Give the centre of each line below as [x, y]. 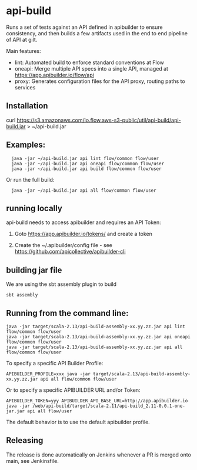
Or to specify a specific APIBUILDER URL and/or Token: [73, 390]
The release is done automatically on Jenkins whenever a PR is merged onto [98, 455]
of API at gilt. [22, 39]
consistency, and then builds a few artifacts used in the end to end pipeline [97, 33]
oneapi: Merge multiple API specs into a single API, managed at [91, 68]
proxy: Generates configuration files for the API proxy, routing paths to [100, 81]
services [25, 87]
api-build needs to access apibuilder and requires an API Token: [84, 222]
